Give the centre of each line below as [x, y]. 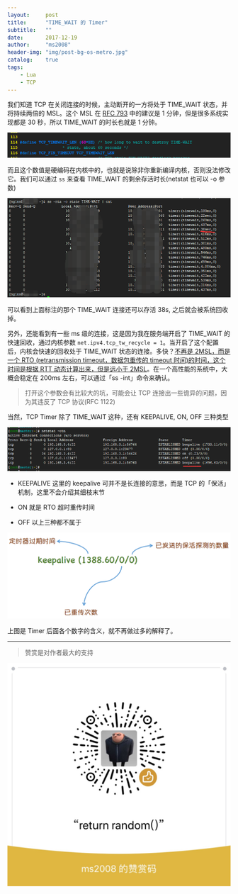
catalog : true [33, 60]
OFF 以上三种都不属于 [49, 522]
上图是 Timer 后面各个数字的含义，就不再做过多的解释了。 [92, 631]
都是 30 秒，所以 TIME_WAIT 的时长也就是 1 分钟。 [87, 122]
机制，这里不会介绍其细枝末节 [61, 492]
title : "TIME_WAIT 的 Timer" [58, 22]
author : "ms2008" [39, 45]
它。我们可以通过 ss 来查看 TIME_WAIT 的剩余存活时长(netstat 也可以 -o [112, 179]
